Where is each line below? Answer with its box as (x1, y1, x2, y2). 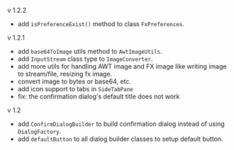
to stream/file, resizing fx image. (17, 70, 113, 78)
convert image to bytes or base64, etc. (17, 77, 131, 86)
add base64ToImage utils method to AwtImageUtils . (17, 47, 162, 55)
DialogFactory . (17, 127, 62, 135)
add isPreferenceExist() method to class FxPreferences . (17, 20, 184, 28)
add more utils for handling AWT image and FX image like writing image (17, 62, 227, 70)
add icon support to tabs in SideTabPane (17, 85, 133, 93)
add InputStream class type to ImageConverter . (17, 54, 153, 63)
